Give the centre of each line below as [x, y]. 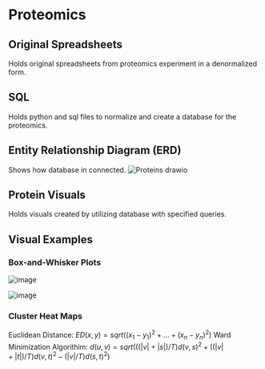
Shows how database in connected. [67, 169]
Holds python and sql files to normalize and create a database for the [122, 116]
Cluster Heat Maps [45, 316]
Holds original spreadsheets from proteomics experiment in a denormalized [133, 63]
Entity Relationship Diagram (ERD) [95, 150]
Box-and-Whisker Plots [55, 262]
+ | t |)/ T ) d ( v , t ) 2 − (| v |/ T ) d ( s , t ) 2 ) [59, 356]
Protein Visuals [47, 195]
